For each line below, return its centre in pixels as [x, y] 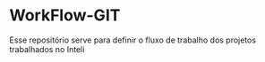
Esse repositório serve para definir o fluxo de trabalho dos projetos [133, 40]
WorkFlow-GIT [65, 15]
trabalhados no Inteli [47, 49]
